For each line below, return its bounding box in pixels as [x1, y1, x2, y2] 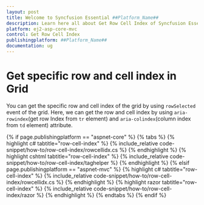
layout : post [6, 9, 39, 15]
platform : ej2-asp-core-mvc [6, 26, 78, 32]
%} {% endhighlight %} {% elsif [110, 159, 190, 166]
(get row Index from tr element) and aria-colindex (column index [28, 115, 191, 122]
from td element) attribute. [6, 121, 73, 128]
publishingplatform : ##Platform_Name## [6, 37, 107, 43]
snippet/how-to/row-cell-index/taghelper [6, 159, 109, 166]
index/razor [6, 191, 35, 198]
